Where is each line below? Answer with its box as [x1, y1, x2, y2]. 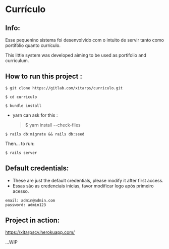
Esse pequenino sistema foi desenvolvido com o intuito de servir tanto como [5, 37, 164, 43]
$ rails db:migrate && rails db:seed [5, 131, 85, 137]
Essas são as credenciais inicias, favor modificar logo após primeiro [12, 183, 154, 189]
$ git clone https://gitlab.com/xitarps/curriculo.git [5, 85, 123, 90]
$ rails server [5, 150, 37, 155]
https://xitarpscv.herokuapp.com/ [5, 229, 75, 235]
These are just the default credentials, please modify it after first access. [12, 177, 164, 183]
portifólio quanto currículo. [5, 42, 61, 48]
